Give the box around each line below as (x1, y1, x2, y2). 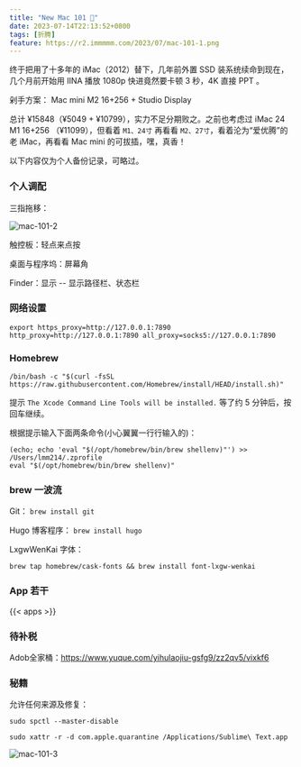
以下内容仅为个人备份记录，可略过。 (9, 155, 144, 167)
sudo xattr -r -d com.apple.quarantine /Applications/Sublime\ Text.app (9, 733, 288, 742)
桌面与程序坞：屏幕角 (9, 258, 88, 269)
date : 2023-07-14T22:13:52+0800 (9, 22, 131, 31)
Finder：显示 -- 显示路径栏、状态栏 (9, 277, 140, 288)
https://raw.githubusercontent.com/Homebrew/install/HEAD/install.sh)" (9, 380, 284, 389)
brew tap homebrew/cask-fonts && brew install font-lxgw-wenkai (9, 562, 256, 571)
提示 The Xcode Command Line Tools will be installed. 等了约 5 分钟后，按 (9, 397, 292, 408)
